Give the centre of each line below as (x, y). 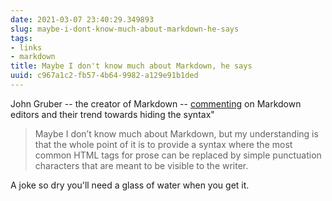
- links (26, 47)
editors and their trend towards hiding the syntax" (112, 114)
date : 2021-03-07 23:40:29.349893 (82, 19)
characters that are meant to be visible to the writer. (141, 165)
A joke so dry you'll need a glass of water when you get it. (130, 185)
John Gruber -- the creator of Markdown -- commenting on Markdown (156, 103)
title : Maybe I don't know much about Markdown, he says (131, 66)
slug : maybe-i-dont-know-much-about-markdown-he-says (125, 29)
